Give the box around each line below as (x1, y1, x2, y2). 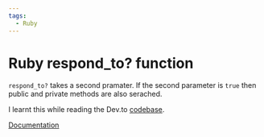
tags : (8, 11, 27, 20)
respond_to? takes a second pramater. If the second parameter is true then (8, 81, 257, 90)
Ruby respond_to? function (8, 54, 194, 73)
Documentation (8, 120, 60, 130)
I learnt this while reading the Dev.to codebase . (8, 105, 165, 114)
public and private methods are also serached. (8, 89, 163, 99)
